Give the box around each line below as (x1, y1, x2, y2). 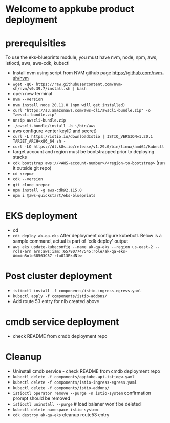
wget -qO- (12, 82, 34, 87)
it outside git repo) (12, 165, 52, 171)
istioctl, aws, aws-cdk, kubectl (5, 60, 70, 66)
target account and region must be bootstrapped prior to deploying (12, 149, 155, 155)
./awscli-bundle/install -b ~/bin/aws (12, 124, 96, 129)
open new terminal (12, 91, 52, 97)
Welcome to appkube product (5, 3, 134, 15)
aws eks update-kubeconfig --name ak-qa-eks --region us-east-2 (12, 245, 153, 250)
